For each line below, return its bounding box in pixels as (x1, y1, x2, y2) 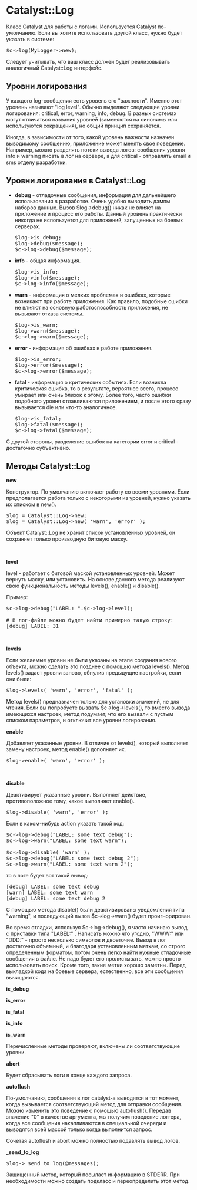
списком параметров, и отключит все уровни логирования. (6, 717, 157, 724)
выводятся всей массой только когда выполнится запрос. (6, 1126, 153, 1133)
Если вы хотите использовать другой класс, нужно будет (38, 29, 182, 36)
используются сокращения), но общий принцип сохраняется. (6, 122, 161, 129)
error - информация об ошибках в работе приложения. (14, 344, 153, 351)
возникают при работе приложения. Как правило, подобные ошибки (14, 297, 188, 304)
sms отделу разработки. (6, 159, 68, 166)
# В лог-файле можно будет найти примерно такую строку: (6, 617, 174, 624)
